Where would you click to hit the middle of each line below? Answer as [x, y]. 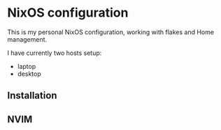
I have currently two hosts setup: [55, 53]
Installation [32, 96]
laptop [27, 66]
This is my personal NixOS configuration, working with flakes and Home [111, 32]
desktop [29, 74]
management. [27, 39]
